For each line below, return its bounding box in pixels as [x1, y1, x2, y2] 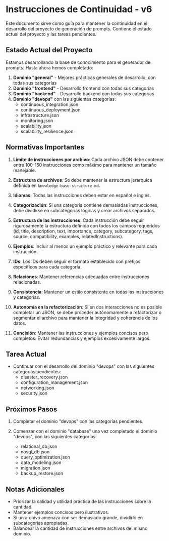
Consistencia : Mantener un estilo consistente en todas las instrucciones [13, 289, 164, 295]
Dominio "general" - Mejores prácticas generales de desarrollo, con [13, 74, 156, 81]
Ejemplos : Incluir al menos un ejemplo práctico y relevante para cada [13, 243, 157, 249]
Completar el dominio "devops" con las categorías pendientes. [13, 418, 143, 424]
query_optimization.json [20, 454, 70, 460]
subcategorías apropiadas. [13, 520, 69, 526]
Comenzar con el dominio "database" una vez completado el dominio [13, 428, 158, 434]
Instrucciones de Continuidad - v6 [6, 4, 152, 15]
